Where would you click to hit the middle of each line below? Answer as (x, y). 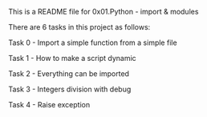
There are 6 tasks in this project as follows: (79, 27)
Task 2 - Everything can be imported (69, 74)
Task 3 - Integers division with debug (70, 89)
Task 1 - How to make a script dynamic (72, 58)
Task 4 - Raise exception (49, 105)
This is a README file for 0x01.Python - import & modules (103, 12)
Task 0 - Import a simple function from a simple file (93, 42)
